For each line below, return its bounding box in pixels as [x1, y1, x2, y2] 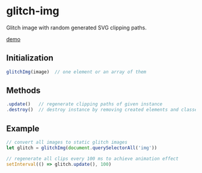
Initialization [6, 53, 54, 63]
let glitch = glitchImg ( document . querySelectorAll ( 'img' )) [6, 145, 158, 151]
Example [6, 123, 40, 133]
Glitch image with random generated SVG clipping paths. [6, 24, 147, 31]
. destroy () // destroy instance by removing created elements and [6, 107, 179, 113]
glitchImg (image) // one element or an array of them [6, 69, 147, 75]
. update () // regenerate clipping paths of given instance [6, 101, 163, 107]
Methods [6, 86, 41, 96]
